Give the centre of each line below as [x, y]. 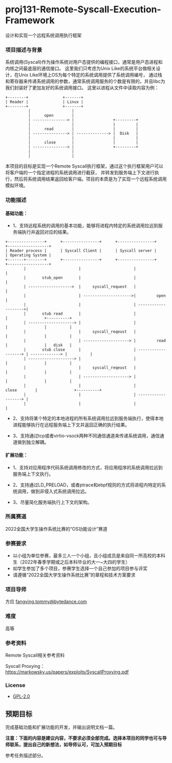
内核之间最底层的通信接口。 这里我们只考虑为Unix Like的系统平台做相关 [81, 68]
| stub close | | [80, 350]
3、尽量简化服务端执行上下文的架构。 [52, 502]
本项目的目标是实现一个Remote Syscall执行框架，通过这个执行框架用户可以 [84, 166]
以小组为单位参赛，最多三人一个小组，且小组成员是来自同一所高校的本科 [89, 556]
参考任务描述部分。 [26, 756]
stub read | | [89, 314]
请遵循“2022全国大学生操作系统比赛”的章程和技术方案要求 [74, 575]
